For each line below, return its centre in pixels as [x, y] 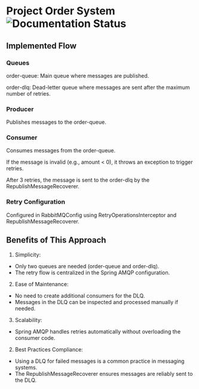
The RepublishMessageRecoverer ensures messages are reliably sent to [104, 373]
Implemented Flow [41, 46]
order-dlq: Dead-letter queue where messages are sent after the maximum [98, 87]
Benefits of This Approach [56, 240]
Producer [20, 109]
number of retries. [28, 93]
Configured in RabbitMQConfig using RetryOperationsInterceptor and [91, 215]
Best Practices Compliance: [49, 349]
